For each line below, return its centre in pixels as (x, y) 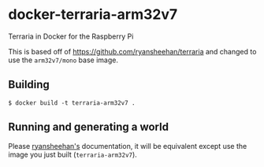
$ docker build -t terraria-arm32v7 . (72, 103)
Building (29, 85)
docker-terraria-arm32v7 (93, 15)
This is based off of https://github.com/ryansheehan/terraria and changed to (132, 51)
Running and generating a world (89, 127)
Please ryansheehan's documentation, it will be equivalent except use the (128, 146)
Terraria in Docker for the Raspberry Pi (71, 36)
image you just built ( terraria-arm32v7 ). (73, 154)
